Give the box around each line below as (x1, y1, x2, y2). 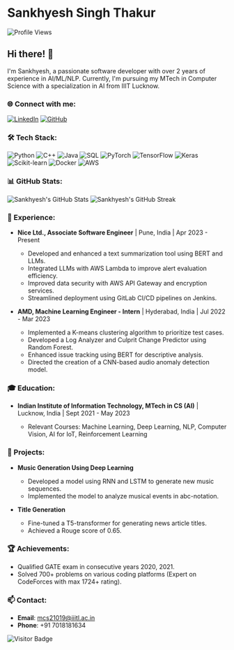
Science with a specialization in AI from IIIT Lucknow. (7, 82, 160, 90)
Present (17, 235, 40, 244)
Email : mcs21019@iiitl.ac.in (17, 614, 95, 622)
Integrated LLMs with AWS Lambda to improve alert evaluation (27, 264, 208, 272)
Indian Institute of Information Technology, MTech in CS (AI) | (17, 401, 198, 410)
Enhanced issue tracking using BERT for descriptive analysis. (27, 350, 203, 359)
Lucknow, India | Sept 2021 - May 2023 (17, 409, 130, 418)
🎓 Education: (7, 383, 56, 392)
